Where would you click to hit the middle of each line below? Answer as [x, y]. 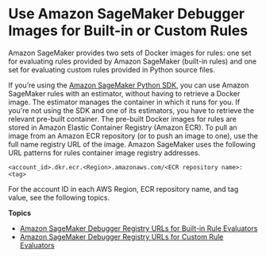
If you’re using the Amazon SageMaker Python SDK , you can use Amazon [129, 85]
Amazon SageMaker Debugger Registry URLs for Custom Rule [121, 236]
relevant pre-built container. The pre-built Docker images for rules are [122, 119]
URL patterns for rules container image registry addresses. [104, 153]
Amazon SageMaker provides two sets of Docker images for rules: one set [130, 53]
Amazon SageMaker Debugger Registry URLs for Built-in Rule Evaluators [139, 228]
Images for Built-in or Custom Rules [128, 31]
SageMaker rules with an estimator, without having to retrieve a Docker [124, 93]
